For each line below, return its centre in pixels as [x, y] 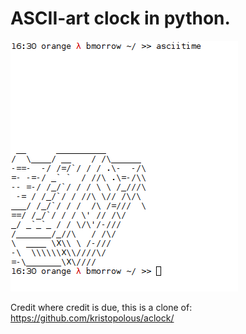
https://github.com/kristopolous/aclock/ [92, 318]
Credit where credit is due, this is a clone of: [101, 307]
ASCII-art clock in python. [120, 18]
